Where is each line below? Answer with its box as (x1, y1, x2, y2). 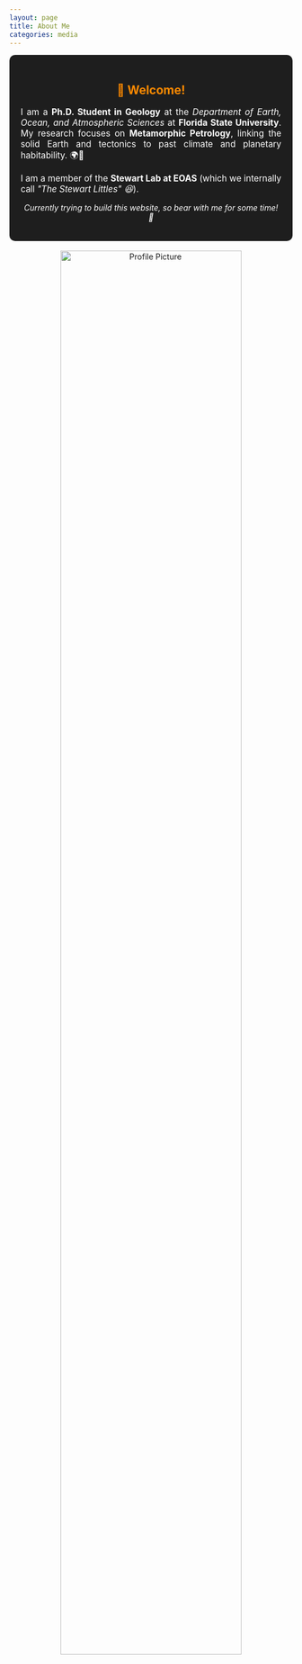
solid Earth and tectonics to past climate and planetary (21, 139, 281, 150)
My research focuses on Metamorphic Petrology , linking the (21, 128, 281, 139)
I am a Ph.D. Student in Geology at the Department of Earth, (21, 106, 281, 118)
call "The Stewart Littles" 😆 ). (21, 183, 139, 194)
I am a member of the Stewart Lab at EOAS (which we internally (21, 172, 281, 184)
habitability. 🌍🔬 (21, 149, 84, 162)
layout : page (9, 13, 58, 22)
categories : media (9, 30, 78, 39)
